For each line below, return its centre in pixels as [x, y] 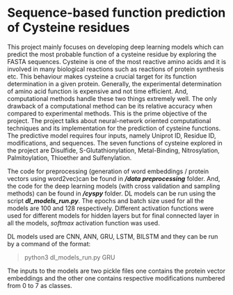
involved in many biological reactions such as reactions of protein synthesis [116, 69]
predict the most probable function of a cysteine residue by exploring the [112, 54]
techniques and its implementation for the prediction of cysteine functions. [114, 128]
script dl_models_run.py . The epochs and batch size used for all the [106, 200]
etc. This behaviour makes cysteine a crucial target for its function [102, 76]
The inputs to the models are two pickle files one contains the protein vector [116, 271]
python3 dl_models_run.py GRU [70, 257]
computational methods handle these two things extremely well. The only [112, 98]
